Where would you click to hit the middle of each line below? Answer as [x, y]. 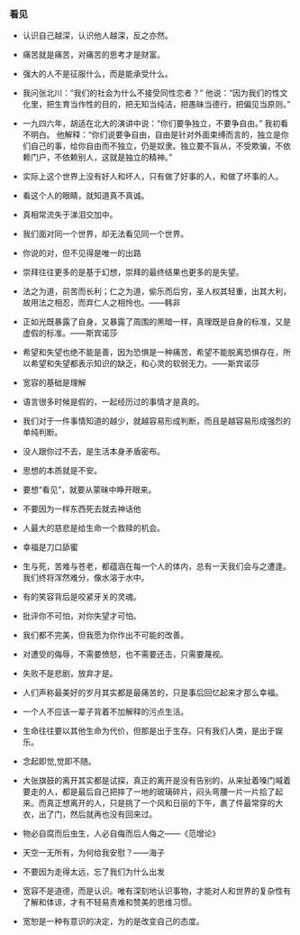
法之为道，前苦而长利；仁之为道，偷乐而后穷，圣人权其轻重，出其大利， [156, 291]
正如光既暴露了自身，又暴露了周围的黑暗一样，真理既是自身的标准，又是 [156, 322]
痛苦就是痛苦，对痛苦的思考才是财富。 [93, 55]
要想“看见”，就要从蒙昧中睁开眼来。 [89, 490]
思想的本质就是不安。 [62, 471]
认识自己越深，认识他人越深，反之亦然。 [97, 36]
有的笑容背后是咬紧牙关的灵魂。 [82, 597]
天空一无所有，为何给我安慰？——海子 [93, 853]
